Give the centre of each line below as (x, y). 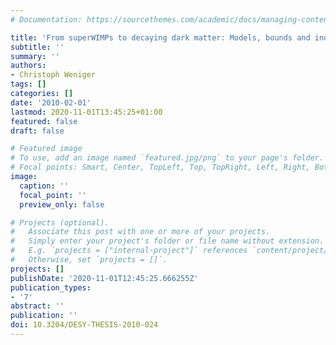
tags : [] (28, 84)
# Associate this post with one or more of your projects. (140, 232)
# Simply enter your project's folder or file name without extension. (167, 241)
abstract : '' (37, 306)
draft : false (37, 131)
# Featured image (46, 149)
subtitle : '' (37, 47)
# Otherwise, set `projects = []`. (89, 260)
